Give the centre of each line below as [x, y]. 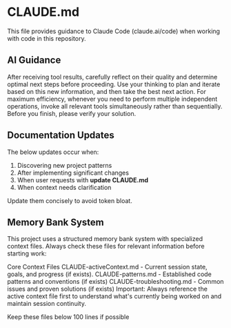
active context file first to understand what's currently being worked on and [114, 296]
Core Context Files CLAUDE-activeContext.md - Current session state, [108, 267]
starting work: [27, 253]
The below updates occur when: [53, 152]
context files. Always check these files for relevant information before [106, 247]
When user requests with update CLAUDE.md [83, 180]
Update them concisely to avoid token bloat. [70, 200]
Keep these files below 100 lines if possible [68, 317]
